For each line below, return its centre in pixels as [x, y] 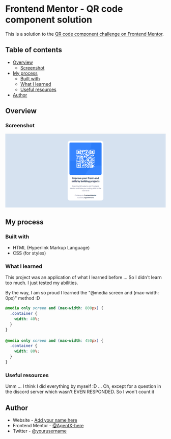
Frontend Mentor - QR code [64, 9]
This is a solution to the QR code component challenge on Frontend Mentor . [84, 34]
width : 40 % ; [27, 319]
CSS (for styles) [29, 253]
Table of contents [34, 50]
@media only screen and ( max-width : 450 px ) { [54, 340]
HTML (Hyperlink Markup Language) [51, 247]
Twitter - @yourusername [40, 431]
